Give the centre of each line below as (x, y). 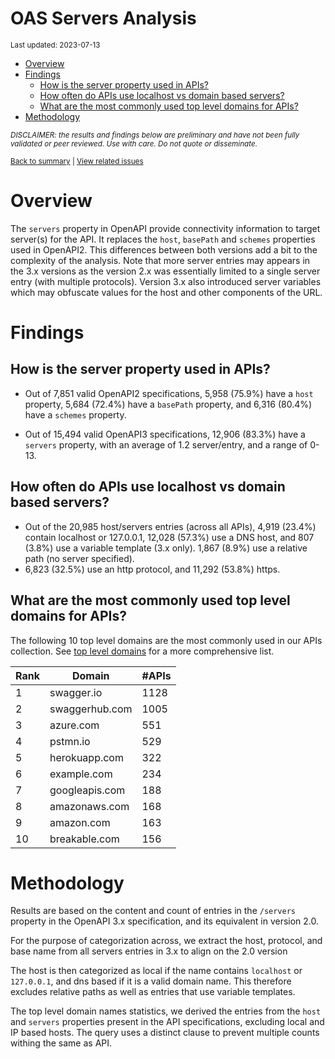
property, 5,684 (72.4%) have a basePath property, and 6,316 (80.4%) (168, 404)
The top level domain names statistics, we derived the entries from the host (166, 1011)
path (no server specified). (79, 558)
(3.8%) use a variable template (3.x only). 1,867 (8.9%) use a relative (166, 548)
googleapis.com (87, 790)
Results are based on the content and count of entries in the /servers (153, 911)
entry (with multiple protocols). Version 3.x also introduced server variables (166, 281)
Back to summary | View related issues (77, 161)
